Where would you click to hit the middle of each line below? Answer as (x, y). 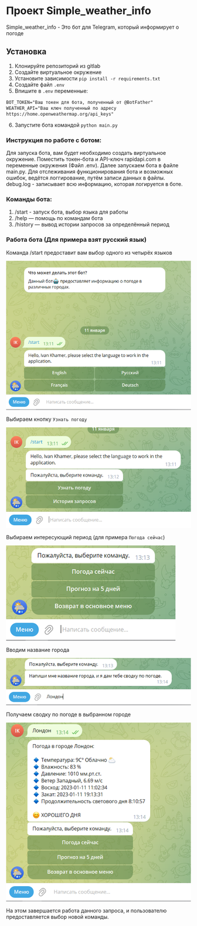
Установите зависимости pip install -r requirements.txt (87, 78)
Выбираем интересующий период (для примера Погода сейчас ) (86, 538)
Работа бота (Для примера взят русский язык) (76, 240)
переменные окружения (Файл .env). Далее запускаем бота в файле (92, 165)
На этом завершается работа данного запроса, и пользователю (86, 911)
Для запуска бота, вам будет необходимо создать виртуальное (86, 153)
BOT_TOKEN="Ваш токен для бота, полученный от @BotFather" (80, 102)
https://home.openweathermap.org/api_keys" (60, 114)
